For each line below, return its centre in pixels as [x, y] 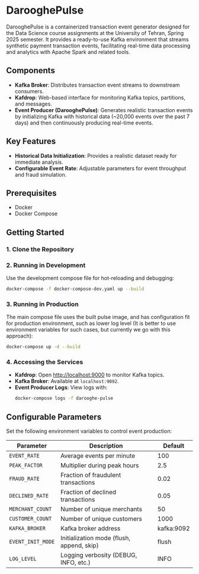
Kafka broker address [90, 528]
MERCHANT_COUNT [31, 509]
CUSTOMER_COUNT [31, 519]
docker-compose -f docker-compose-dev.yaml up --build [75, 289]
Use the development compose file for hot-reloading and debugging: [90, 278]
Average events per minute [98, 456]
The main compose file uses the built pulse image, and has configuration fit [98, 317]
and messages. [33, 104]
